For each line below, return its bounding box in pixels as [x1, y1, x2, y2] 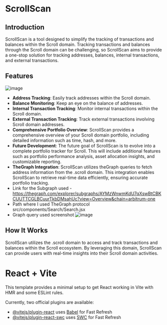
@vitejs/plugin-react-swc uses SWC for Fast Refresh [12, 314, 121, 320]
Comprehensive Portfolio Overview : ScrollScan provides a [12, 126, 135, 132]
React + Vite [5, 267, 57, 279]
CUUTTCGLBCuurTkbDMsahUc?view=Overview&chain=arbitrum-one [12, 195, 156, 201]
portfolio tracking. [12, 179, 49, 185]
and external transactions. [5, 57, 59, 63]
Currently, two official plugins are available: [5, 299, 94, 305]
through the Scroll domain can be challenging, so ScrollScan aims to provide [5, 47, 162, 52]
